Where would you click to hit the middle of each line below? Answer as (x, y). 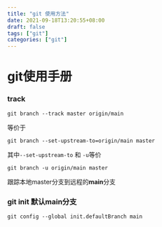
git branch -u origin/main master (58, 168)
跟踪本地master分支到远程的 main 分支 (61, 181)
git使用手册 (40, 77)
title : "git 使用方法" (38, 14)
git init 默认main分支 (42, 202)
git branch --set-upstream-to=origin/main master (81, 141)
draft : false (26, 27)
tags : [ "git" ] (28, 33)
